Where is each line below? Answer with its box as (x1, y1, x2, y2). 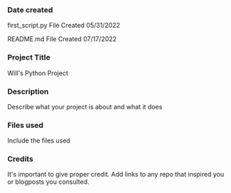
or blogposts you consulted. (7, 177, 90, 186)
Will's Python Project (7, 69, 69, 77)
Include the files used (7, 136, 71, 145)
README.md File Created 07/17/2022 (7, 35, 117, 43)
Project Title (7, 53, 51, 62)
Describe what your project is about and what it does (7, 102, 163, 111)
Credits (7, 154, 33, 164)
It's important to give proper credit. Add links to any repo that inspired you (7, 170, 225, 179)
